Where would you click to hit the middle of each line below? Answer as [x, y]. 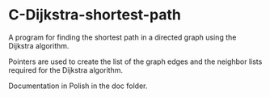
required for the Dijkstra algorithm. [66, 70]
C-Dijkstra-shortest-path [95, 15]
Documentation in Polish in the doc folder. [78, 86]
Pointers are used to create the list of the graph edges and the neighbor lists [135, 61]
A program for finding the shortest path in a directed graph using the [122, 37]
